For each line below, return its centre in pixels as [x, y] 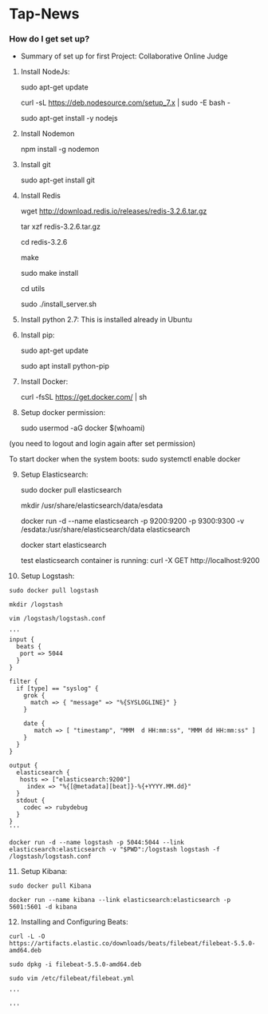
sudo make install [49, 273]
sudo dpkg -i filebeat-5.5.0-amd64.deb [75, 964]
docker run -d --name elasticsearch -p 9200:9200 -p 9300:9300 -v [132, 521]
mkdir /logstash [36, 605]
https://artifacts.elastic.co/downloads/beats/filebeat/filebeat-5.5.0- [132, 944]
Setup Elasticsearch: [54, 475]
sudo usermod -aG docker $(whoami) [83, 428]
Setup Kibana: [44, 872]
